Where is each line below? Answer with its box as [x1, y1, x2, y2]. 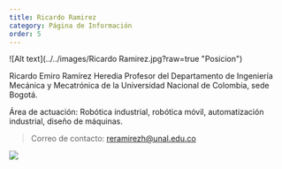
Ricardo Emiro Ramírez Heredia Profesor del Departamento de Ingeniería [9, 71, 274, 81]
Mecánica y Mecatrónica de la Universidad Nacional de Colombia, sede [9, 81, 270, 91]
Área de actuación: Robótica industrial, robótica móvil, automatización [9, 107, 264, 118]
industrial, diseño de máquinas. [9, 116, 124, 127]
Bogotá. [9, 89, 38, 100]
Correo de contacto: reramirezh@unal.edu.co [30, 134, 196, 144]
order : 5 [9, 29, 42, 38]
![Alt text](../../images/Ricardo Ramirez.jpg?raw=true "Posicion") [9, 54, 243, 65]
